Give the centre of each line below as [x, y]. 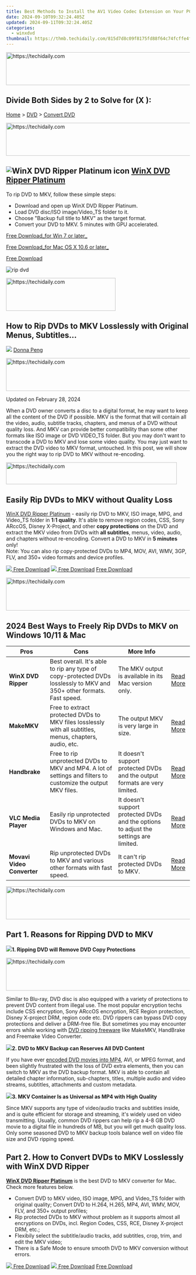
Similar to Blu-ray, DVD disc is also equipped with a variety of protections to [97, 999]
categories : [20, 28]
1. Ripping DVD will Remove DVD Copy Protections [74, 950]
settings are [134, 837]
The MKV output [141, 669]
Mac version [135, 684]
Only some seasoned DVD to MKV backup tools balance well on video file [94, 1133]
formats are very [141, 783]
